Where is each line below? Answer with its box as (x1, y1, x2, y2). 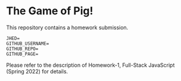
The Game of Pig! (6, 4, 93, 18)
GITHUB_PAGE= (6, 51, 39, 57)
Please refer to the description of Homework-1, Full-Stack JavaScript (6, 61, 175, 68)
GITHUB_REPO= (6, 46, 39, 52)
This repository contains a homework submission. (6, 24, 129, 31)
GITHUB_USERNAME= (6, 40, 49, 46)
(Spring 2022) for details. (6, 67, 68, 75)
